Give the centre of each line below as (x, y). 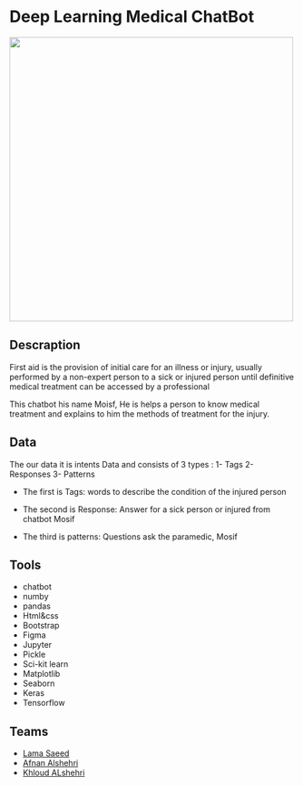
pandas (37, 606)
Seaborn (39, 683)
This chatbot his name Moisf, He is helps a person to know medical (135, 404)
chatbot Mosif (49, 519)
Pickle (34, 655)
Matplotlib (41, 674)
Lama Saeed (46, 753)
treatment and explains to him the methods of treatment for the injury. (140, 413)
